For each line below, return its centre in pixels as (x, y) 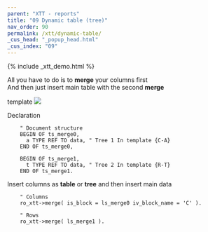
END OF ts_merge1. (47, 171)
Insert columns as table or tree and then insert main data (90, 184)
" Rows (29, 215)
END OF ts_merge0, (47, 146)
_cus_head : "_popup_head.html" (53, 40)
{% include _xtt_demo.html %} (51, 66)
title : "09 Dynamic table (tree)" (58, 20)
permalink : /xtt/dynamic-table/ (54, 33)
